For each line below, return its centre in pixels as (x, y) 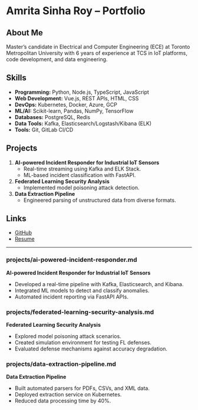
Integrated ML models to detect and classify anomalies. (82, 290)
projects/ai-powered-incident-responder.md (72, 260)
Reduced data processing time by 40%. (63, 401)
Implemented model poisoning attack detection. (81, 188)
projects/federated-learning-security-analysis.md (80, 312)
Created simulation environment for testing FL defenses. (83, 343)
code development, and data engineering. (57, 59)
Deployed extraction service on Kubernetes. (68, 395)
